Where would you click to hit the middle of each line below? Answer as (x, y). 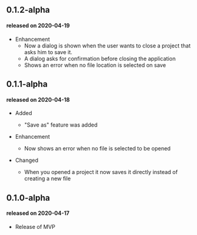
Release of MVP (35, 226)
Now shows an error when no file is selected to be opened (97, 149)
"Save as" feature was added (61, 125)
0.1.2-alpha (28, 10)
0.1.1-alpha (27, 84)
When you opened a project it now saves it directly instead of (101, 172)
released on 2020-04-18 (38, 99)
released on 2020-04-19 (38, 25)
